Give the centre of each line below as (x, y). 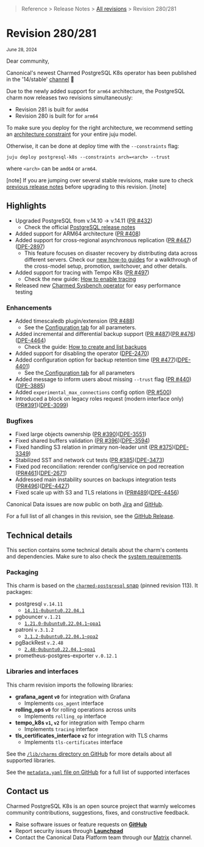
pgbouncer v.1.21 (38, 617)
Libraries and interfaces (43, 671)
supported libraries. (31, 760)
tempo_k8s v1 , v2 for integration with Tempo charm (80, 723)
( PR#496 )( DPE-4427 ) (42, 486)
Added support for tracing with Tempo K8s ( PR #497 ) (82, 272)
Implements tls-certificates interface (73, 742)
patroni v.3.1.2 (34, 630)
